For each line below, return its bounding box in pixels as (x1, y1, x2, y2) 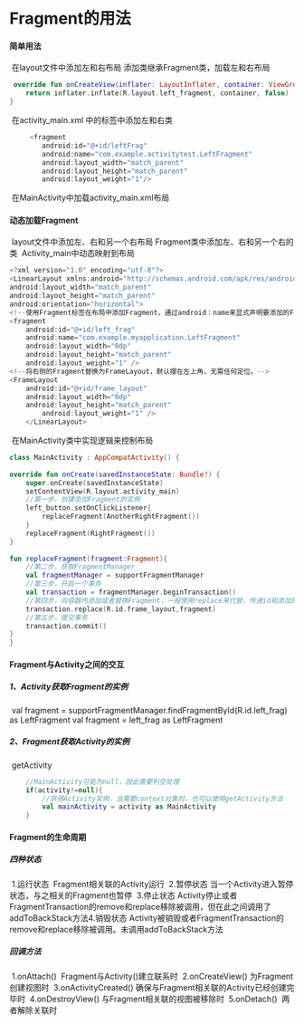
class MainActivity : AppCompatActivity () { (9, 454, 180, 463)
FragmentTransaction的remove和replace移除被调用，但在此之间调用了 (9, 901, 271, 912)
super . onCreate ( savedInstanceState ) (25, 478, 165, 487)
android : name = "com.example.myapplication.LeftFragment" (25, 333, 242, 342)
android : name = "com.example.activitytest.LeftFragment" (42, 149, 253, 158)
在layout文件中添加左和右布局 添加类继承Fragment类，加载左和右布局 (11, 62, 271, 73)
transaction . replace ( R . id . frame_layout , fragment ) (25, 604, 217, 614)
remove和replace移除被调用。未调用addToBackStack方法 (9, 924, 223, 934)
